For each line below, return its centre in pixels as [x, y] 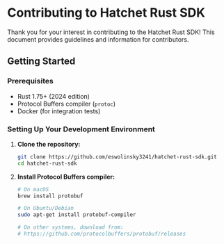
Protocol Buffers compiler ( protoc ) [66, 104]
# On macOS [33, 189]
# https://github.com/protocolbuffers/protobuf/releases [102, 234]
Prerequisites [30, 81]
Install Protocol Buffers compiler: [66, 177]
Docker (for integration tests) [59, 111]
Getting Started [41, 62]
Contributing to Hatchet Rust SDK [106, 13]
